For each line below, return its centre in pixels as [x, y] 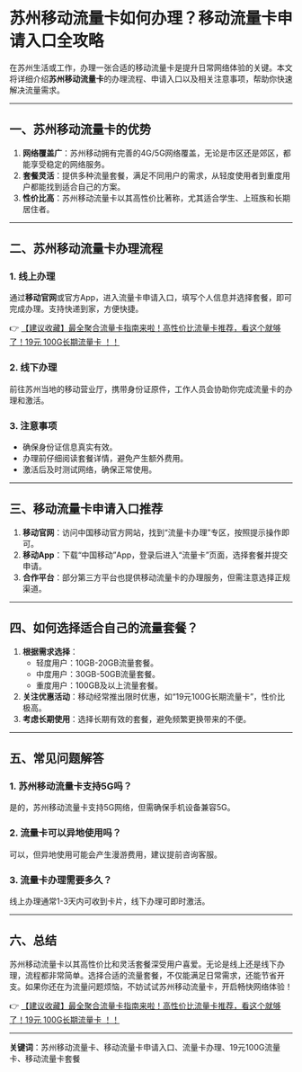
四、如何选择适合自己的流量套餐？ [104, 628]
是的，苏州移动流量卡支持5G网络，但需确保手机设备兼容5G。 [122, 808]
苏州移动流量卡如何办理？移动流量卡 [143, 18]
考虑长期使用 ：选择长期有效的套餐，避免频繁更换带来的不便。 [137, 719]
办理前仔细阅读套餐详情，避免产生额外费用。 [105, 459]
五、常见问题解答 [57, 759]
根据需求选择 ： [50, 651]
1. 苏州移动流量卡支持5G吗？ [71, 786]
